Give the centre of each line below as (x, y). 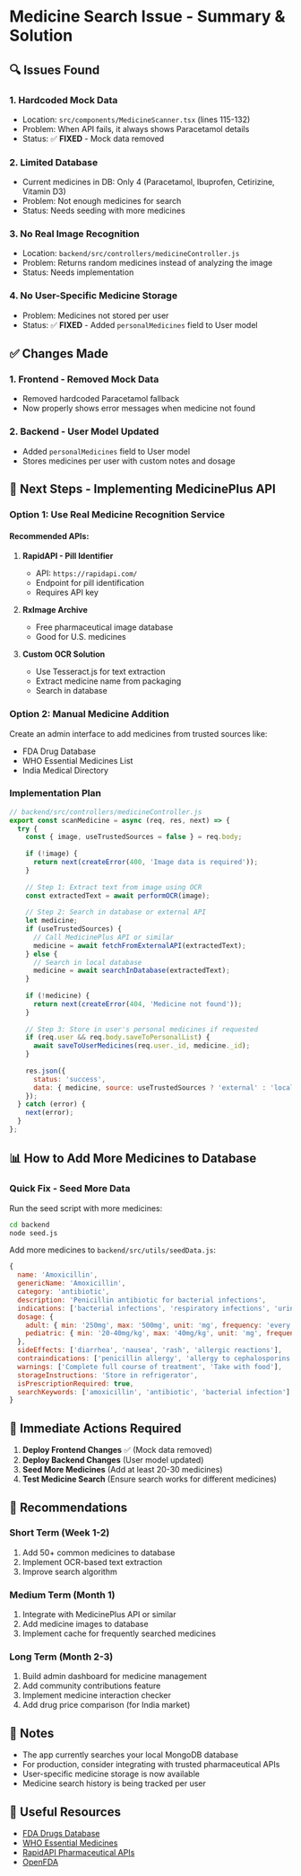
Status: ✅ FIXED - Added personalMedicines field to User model (140, 324)
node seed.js (34, 1233)
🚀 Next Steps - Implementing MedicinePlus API (142, 489)
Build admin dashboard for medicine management (115, 1677)
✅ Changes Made (59, 354)
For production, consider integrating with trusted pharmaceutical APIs (151, 1765)
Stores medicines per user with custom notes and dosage (129, 461)
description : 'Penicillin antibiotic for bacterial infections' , (142, 1300)
